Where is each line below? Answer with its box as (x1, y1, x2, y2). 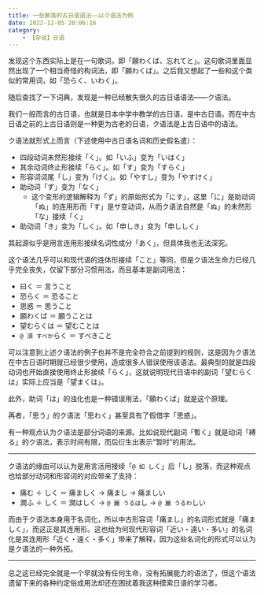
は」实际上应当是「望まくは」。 (8, 377, 108, 387)
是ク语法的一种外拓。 (8, 545, 77, 554)
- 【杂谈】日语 (22, 33, 65, 42)
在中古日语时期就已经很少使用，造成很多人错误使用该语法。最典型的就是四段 (8, 358, 256, 367)
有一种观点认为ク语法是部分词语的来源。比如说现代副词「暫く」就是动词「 (8, 427, 249, 437)
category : (8, 26, 41, 34)
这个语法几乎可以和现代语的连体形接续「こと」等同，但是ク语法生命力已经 (8, 255, 249, 265)
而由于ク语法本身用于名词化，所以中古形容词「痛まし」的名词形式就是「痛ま (8, 515, 256, 524)
